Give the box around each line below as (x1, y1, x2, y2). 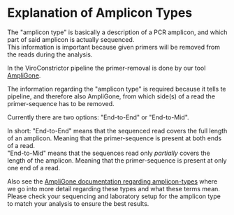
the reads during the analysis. (7, 50, 93, 59)
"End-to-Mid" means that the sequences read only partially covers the (7, 149, 211, 157)
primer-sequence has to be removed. (7, 99, 115, 107)
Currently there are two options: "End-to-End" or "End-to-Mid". (7, 113, 190, 121)
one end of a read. (7, 163, 61, 172)
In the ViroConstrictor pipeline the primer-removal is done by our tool (7, 64, 206, 72)
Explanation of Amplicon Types (7, 5, 193, 21)
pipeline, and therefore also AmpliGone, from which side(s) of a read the (7, 92, 215, 101)
